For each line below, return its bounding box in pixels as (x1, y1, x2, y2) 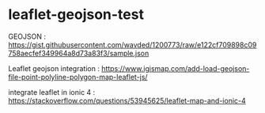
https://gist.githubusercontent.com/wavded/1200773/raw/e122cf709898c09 (8, 40, 257, 49)
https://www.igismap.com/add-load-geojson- (101, 63, 250, 73)
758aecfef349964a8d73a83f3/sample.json (8, 48, 150, 58)
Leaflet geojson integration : (8, 63, 100, 73)
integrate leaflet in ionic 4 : (8, 87, 96, 96)
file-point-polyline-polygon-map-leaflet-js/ (8, 72, 148, 81)
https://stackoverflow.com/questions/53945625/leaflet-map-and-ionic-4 (8, 96, 247, 105)
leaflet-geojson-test (8, 6, 145, 24)
